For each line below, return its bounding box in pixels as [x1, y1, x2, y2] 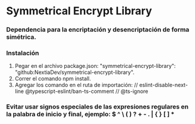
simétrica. [6, 33, 37, 41]
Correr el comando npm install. [14, 75, 91, 82]
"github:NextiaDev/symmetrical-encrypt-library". [14, 69, 135, 76]
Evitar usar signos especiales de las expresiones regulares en [6, 103, 189, 111]
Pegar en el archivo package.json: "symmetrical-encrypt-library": [14, 63, 176, 70]
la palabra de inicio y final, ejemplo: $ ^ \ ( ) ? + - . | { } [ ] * [6, 110, 175, 119]
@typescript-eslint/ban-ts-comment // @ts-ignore [24, 88, 148, 95]
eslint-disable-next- [139, 82, 188, 89]
